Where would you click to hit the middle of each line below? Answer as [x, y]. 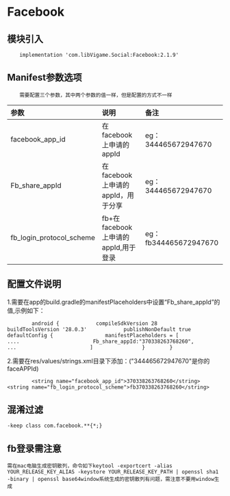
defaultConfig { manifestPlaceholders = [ [93, 335]
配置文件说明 [34, 284]
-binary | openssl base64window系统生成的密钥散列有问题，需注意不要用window [111, 480]
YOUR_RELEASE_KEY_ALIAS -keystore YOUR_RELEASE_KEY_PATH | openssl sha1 [113, 472]
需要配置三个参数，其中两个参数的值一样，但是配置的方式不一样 [96, 95]
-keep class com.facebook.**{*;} [55, 426]
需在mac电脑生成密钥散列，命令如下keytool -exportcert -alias [90, 466]
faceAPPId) [23, 368]
